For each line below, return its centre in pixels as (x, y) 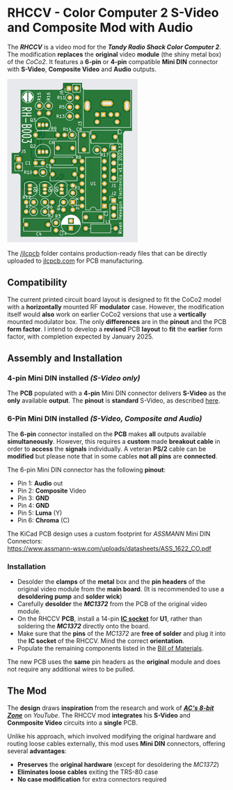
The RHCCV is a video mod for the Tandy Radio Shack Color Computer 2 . (114, 47)
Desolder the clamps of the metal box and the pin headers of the (111, 582)
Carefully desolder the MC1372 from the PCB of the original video (112, 604)
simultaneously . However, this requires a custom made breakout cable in (114, 441)
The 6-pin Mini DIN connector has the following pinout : (86, 470)
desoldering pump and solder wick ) (70, 596)
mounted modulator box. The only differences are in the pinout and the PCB (117, 321)
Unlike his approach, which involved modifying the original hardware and (112, 736)
